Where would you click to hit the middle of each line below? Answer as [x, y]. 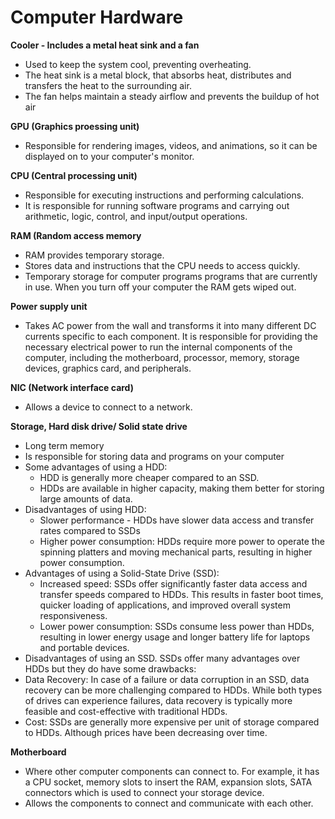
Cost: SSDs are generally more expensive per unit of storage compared [172, 722]
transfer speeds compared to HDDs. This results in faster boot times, [181, 594]
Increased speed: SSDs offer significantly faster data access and [173, 583]
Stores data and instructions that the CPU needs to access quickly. [162, 265]
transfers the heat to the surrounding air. [108, 85]
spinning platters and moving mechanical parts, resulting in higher [176, 552]
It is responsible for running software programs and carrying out [157, 205]
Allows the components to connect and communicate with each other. [169, 803]
